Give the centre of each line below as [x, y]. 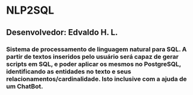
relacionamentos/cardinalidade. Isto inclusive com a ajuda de [96, 79]
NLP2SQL [30, 10]
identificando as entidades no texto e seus [69, 71]
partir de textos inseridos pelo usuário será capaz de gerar [93, 56]
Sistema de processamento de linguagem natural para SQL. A [96, 49]
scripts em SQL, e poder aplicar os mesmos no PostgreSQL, [94, 64]
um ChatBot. [25, 86]
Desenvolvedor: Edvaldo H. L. [62, 32]
